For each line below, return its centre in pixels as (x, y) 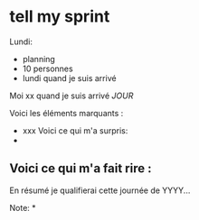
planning (39, 59)
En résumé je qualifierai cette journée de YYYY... (100, 190)
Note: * (23, 207)
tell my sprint (60, 17)
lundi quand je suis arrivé (69, 78)
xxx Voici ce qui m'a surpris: (75, 130)
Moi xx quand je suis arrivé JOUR (71, 96)
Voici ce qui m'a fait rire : (81, 169)
